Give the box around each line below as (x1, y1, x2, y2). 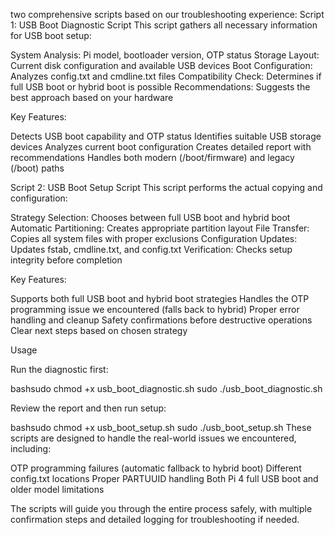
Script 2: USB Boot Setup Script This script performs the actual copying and (10, 182, 323, 193)
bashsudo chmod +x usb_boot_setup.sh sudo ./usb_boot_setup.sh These (10, 422, 312, 433)
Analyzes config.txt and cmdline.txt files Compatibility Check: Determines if (10, 70, 322, 82)
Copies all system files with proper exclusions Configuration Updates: (10, 233, 298, 244)
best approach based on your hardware (10, 92, 174, 103)
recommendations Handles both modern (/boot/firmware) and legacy (10, 152, 295, 163)
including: (10, 443, 52, 454)
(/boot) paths (10, 162, 65, 174)
